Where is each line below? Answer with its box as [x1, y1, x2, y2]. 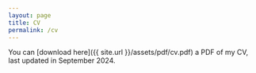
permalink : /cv [8, 26, 59, 34]
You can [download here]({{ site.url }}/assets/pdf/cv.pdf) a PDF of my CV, [8, 48, 249, 57]
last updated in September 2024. [8, 56, 116, 65]
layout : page [8, 11, 52, 20]
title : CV [8, 19, 41, 27]
